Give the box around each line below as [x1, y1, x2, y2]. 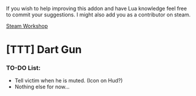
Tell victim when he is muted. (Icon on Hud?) [14, 77, 123, 84]
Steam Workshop [6, 23, 48, 29]
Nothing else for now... [14, 83, 70, 90]
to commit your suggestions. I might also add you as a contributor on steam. [6, 11, 191, 18]
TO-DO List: [6, 64, 41, 72]
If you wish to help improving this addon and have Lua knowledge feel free [6, 5, 187, 12]
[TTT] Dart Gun [6, 43, 82, 56]
